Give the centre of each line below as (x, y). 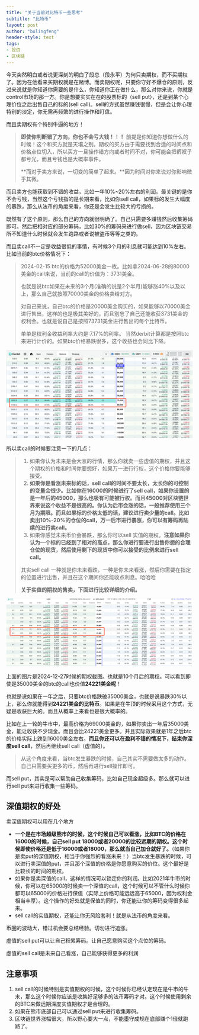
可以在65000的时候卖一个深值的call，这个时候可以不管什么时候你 (110, 886)
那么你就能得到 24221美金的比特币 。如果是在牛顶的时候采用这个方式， (102, 703)
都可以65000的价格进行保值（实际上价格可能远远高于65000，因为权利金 (103, 893)
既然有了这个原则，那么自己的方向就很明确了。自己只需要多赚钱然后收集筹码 (99, 218)
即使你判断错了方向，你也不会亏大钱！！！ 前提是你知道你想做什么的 (104, 137)
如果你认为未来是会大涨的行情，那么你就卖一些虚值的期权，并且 (107, 461)
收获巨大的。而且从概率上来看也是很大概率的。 (73, 711)
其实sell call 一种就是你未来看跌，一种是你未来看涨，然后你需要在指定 (106, 570)
